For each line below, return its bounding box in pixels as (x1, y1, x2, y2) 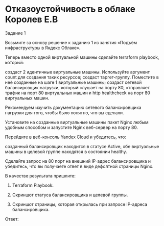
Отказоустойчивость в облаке (5, 3, 136, 15)
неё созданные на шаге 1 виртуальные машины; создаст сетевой (5, 79, 142, 85)
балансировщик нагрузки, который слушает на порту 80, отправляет (5, 84, 150, 90)
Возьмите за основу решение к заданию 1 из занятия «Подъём (5, 39, 137, 45)
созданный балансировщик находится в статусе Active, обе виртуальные (5, 143, 159, 149)
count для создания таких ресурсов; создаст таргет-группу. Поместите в (5, 74, 159, 80)
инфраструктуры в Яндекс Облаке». (5, 45, 81, 50)
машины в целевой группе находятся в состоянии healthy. (5, 149, 127, 154)
